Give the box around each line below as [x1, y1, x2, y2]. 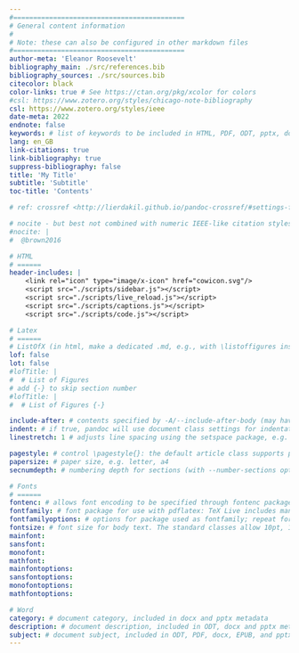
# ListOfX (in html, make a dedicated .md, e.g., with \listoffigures [9, 342, 277, 352]
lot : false [9, 359, 50, 368]
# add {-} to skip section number [9, 384, 138, 393]
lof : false [9, 351, 50, 360]
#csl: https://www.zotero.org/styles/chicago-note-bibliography [9, 95, 253, 105]
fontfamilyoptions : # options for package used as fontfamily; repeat [9, 515, 277, 524]
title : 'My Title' [9, 170, 77, 179]
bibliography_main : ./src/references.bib [9, 63, 166, 72]
